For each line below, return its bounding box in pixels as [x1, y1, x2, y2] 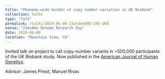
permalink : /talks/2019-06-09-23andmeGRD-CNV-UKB [5, 21, 109, 26]
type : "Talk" [5, 16, 32, 21]
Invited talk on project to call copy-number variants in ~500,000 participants [5, 48, 160, 54]
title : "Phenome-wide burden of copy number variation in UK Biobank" [5, 7, 153, 12]
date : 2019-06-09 [5, 30, 41, 35]
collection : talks [5, 12, 43, 17]
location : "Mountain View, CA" [5, 35, 69, 40]
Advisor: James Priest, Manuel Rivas [5, 68, 80, 74]
